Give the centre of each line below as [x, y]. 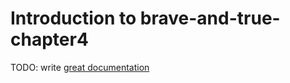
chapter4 [49, 39]
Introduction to [73, 18]
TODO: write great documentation [80, 67]
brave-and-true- [210, 18]
